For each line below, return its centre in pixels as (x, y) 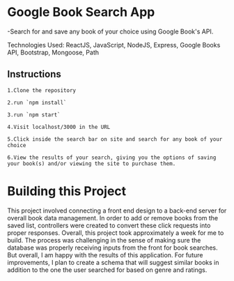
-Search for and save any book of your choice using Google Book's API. (110, 31)
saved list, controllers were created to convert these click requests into (109, 225)
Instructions (34, 74)
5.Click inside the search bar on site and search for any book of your (115, 139)
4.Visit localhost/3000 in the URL (59, 127)
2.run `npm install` (37, 102)
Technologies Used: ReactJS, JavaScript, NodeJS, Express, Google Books (114, 45)
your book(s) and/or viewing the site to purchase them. (92, 164)
